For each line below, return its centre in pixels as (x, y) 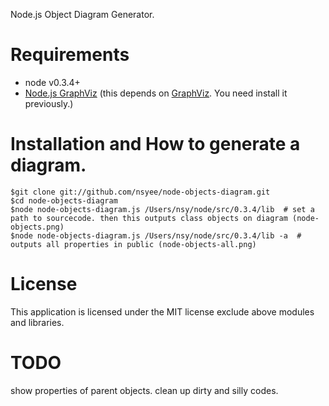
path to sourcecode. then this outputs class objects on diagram (149, 218)
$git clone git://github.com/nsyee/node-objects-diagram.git (140, 192)
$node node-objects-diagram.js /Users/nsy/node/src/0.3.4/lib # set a (162, 209)
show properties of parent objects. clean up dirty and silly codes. (144, 390)
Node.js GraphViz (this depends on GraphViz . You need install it (156, 93)
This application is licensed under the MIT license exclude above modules (162, 311)
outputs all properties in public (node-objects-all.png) (133, 244)
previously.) (49, 103)
